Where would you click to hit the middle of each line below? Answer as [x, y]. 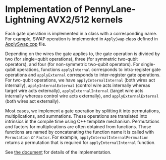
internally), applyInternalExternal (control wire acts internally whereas [78, 85]
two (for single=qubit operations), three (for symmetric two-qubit [72, 59]
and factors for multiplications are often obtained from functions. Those [78, 126]
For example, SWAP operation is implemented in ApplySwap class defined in [82, 39]
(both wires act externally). [33, 101]
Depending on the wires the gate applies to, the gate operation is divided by [83, 54]
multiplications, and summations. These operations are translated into [76, 116]
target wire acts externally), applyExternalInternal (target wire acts [74, 90]
